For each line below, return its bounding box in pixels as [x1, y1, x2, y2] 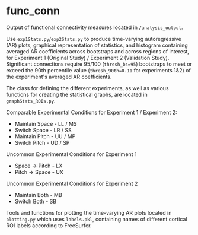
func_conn [6, 4, 60, 18]
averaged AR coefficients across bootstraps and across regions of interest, [6, 47, 190, 55]
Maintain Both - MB [14, 191, 62, 198]
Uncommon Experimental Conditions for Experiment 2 [6, 180, 138, 187]
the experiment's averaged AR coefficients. [6, 73, 112, 80]
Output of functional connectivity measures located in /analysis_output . [6, 24, 183, 31]
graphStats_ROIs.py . [6, 97, 56, 104]
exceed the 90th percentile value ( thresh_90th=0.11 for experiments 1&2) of [6, 66, 191, 74]
